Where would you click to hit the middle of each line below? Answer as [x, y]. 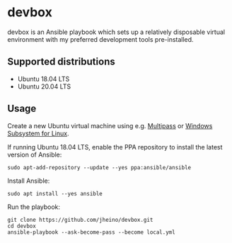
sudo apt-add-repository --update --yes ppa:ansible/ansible [99, 167]
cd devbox [22, 226]
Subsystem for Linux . [38, 133]
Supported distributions [61, 62]
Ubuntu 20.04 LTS [44, 86]
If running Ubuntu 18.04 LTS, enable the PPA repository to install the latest [115, 147]
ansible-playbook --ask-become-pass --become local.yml [91, 232]
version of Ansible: [35, 154]
